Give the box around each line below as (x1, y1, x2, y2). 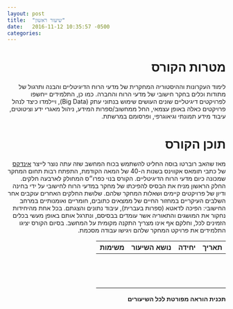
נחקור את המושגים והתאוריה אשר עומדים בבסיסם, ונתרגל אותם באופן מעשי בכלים (12, 212, 226, 220)
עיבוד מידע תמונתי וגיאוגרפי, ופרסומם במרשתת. (101, 112, 226, 120)
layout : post (7, 10, 45, 17)
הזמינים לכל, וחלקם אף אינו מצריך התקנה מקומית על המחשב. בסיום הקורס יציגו (19, 219, 226, 227)
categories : (7, 29, 42, 37)
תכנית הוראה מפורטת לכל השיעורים (127, 295, 226, 303)
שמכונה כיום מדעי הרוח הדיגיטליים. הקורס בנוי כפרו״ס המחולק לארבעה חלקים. (20, 175, 226, 183)
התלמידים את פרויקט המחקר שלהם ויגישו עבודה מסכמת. (77, 226, 226, 235)
